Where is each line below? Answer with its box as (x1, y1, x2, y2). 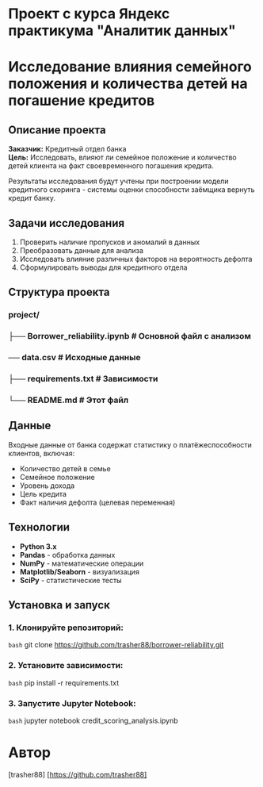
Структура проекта (8, 286, 110, 299)
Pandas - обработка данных (19, 550, 116, 559)
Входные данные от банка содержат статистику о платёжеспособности (8, 440, 252, 449)
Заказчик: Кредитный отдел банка (8, 144, 127, 154)
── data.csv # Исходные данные (8, 352, 141, 363)
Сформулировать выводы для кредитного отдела (19, 263, 188, 272)
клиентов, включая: (8, 448, 75, 458)
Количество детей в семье (19, 463, 111, 473)
